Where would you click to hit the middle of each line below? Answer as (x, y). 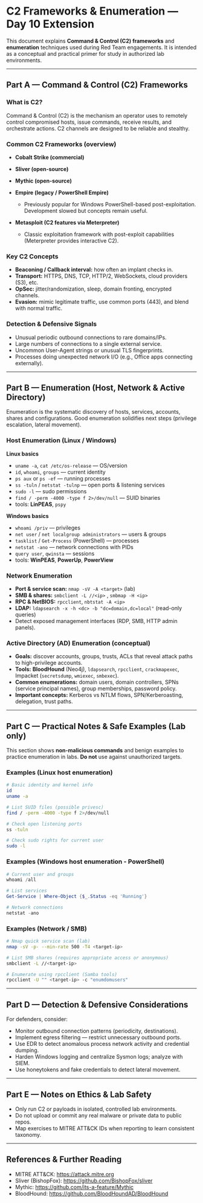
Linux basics (23, 454)
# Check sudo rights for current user (55, 841)
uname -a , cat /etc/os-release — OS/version (71, 465)
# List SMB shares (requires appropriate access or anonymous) (88, 958)
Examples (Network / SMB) (47, 928)
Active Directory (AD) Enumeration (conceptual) (79, 643)
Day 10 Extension (50, 24)
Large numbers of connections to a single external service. (88, 343)
